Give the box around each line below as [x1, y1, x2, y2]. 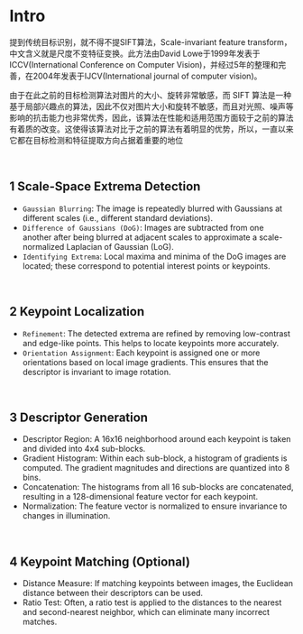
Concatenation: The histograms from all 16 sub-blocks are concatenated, [22, 482, 295, 492]
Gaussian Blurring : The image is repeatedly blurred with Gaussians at [22, 203, 282, 214]
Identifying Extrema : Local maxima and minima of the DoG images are [22, 251, 287, 262]
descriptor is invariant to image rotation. [22, 366, 171, 377]
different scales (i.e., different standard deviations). [22, 212, 214, 223]
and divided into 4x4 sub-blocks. [22, 444, 146, 455]
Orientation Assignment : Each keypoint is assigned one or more [22, 347, 261, 358]
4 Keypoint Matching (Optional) [9, 554, 191, 569]
